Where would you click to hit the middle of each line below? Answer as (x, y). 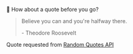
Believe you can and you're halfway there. (74, 21)
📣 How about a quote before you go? (52, 9)
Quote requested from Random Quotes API (60, 45)
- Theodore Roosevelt (49, 33)
